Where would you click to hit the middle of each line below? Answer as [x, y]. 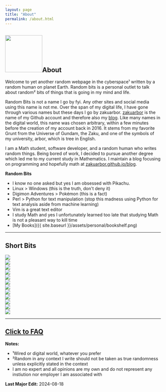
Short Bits [21, 245]
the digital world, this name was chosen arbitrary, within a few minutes [77, 123]
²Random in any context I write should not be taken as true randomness [85, 358]
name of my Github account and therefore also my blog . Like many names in [83, 118]
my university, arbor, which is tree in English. [51, 139]
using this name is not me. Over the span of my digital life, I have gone [77, 107]
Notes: [12, 343]
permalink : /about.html [30, 19]
